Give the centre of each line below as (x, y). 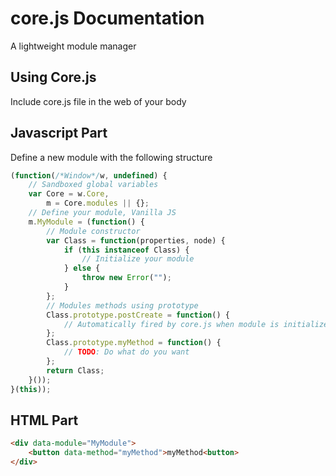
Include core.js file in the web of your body (98, 101)
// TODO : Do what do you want (126, 352)
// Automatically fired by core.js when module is (171, 324)
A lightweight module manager (73, 46)
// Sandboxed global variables (93, 185)
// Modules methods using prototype (122, 305)
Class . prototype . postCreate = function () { (138, 315)
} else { (82, 268)
